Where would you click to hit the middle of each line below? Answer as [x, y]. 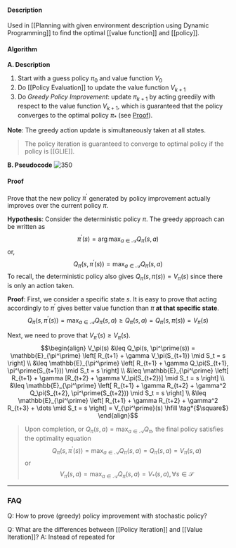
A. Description [29, 65]
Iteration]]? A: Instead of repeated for [61, 537]
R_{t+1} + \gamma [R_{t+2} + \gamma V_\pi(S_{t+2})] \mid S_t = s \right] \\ [118, 378]
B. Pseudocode [30, 165]
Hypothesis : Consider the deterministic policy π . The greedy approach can [116, 219]
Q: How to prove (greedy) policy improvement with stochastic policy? [107, 516]
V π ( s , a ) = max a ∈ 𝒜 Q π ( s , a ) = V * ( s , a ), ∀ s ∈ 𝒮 [127, 475]
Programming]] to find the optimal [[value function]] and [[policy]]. [104, 33]
